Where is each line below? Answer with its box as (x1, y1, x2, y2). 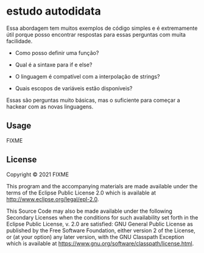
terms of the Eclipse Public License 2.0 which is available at (6, 189, 157, 196)
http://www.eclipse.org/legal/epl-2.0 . (6, 195, 99, 202)
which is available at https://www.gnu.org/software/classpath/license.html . (6, 240, 194, 247)
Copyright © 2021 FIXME (6, 171, 69, 178)
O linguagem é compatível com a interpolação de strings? (15, 73, 160, 80)
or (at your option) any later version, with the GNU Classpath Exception (6, 233, 185, 240)
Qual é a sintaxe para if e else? (15, 61, 93, 68)
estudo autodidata (6, 4, 102, 18)
